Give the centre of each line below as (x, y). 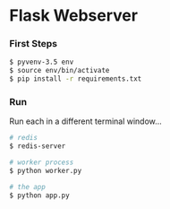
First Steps (34, 44)
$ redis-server (38, 146)
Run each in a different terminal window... (86, 121)
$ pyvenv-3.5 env (42, 62)
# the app (28, 187)
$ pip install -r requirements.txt (76, 79)
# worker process (42, 162)
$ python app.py (39, 195)
